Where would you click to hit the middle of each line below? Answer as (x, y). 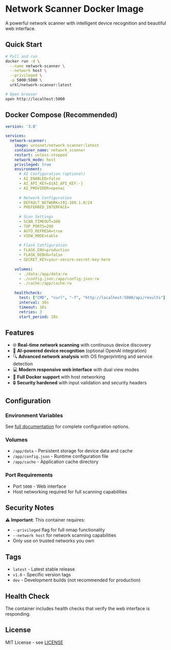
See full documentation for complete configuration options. (67, 426)
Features (20, 332)
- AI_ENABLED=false (39, 179)
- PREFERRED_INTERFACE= (44, 207)
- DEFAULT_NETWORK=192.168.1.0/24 (56, 203)
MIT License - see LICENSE (34, 642)
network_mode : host (35, 160)
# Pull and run (21, 56)
